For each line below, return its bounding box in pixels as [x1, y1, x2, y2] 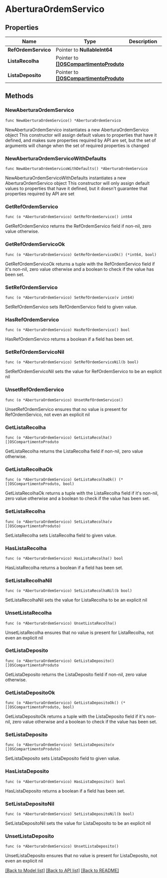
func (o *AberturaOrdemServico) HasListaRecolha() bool [5, 556, 123, 561]
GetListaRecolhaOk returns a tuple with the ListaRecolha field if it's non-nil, [5, 490, 159, 496]
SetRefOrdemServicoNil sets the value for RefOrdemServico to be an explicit [5, 369, 162, 375]
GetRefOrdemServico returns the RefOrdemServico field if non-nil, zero [5, 223, 152, 229]
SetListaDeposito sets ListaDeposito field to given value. [5, 755, 120, 761]
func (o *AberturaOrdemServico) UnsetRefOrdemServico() [5, 398, 123, 402]
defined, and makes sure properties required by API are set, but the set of [5, 137, 157, 143]
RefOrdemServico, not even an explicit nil [5, 411, 90, 417]
